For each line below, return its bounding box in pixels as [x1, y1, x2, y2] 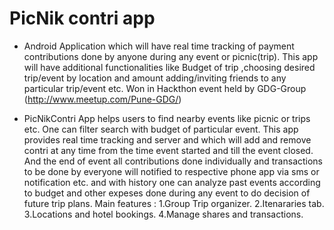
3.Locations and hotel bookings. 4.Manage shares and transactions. [23, 208, 304, 220]
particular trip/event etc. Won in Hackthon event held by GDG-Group [23, 82, 307, 94]
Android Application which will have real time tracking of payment [23, 40, 295, 52]
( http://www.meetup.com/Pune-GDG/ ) [23, 93, 182, 105]
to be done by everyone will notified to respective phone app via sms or [23, 165, 320, 177]
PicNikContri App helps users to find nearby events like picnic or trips [23, 112, 311, 124]
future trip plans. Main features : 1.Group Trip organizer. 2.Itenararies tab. [23, 197, 325, 209]
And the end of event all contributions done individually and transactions [23, 155, 324, 167]
